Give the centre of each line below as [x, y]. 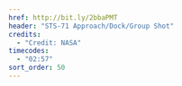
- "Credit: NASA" [49, 43]
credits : [25, 34]
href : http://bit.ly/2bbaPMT [63, 17]
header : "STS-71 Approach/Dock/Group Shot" [91, 26]
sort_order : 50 [37, 68]
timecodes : [29, 51]
